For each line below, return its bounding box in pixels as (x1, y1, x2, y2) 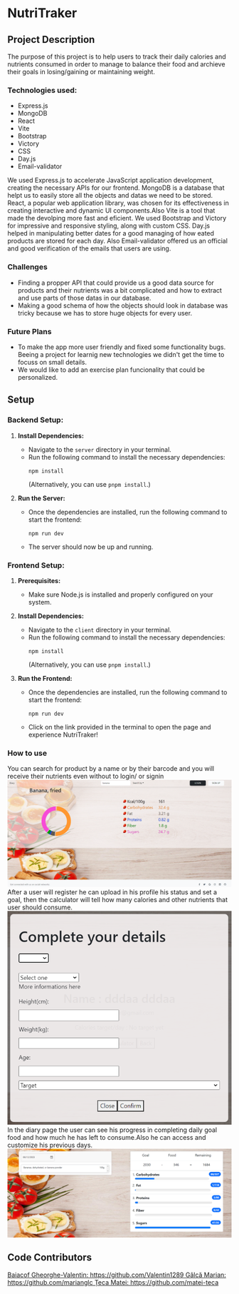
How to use (7, 748, 48, 758)
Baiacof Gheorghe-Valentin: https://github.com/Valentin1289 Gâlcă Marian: (7, 1270, 226, 1279)
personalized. (17, 373, 58, 381)
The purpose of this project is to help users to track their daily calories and (7, 52, 226, 61)
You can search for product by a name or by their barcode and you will (7, 764, 215, 773)
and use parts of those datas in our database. (17, 293, 152, 302)
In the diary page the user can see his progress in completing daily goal (7, 1126, 218, 1134)
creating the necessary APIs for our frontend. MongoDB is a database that (7, 183, 225, 192)
